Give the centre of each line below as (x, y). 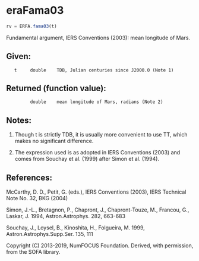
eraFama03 (35, 10)
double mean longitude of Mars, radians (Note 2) (97, 102)
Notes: (19, 120)
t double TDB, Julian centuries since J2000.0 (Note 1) (94, 70)
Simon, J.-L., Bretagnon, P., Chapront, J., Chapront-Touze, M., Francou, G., (98, 210)
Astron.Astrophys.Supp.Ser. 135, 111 (50, 234)
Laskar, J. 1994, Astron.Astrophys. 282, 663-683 (66, 216)
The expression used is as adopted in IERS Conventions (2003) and (97, 153)
